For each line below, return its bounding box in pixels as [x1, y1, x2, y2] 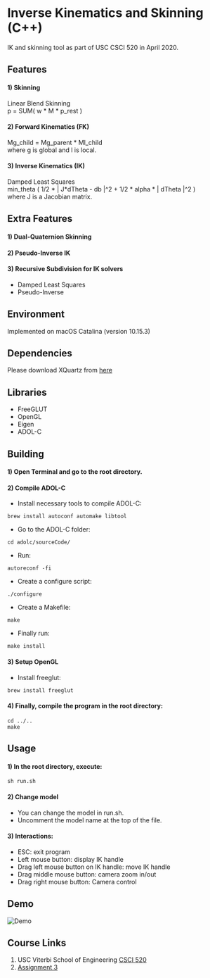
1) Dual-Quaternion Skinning [7, 232, 92, 241]
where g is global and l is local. [7, 146, 97, 154]
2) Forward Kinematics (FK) [7, 123, 90, 131]
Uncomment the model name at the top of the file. [17, 815, 162, 825]
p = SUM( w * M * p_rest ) [7, 106, 83, 115]
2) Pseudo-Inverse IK [7, 249, 71, 257]
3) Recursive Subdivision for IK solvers [7, 265, 124, 273]
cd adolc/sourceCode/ [7, 539, 71, 546]
